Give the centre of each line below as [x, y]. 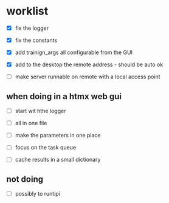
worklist [27, 11]
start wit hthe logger [40, 111]
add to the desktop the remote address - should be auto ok [89, 64]
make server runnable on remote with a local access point [88, 77]
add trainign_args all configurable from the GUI [74, 52]
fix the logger [32, 28]
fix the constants [36, 40]
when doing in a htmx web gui [64, 96]
